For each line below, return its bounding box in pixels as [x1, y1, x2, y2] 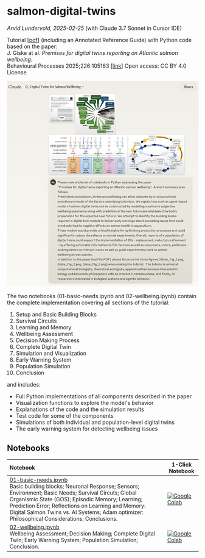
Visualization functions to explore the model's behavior [15, 399, 154, 407]
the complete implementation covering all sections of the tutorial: [7, 299, 170, 306]
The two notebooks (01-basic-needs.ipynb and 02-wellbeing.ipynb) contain [7, 293, 196, 300]
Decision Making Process [15, 337, 80, 344]
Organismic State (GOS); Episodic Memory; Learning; [9, 495, 143, 503]
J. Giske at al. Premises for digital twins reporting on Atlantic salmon [7, 49, 178, 56]
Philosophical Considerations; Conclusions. [9, 515, 118, 522]
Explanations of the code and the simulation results [15, 406, 145, 413]
